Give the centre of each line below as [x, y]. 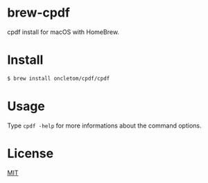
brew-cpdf [39, 13]
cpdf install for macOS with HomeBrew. [63, 32]
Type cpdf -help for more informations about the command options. [104, 125]
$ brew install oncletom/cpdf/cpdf [59, 78]
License [31, 153]
